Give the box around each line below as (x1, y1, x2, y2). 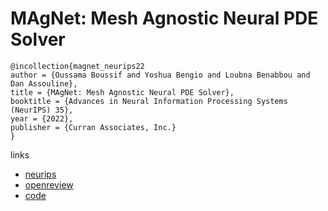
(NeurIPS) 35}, (10, 105, 74, 115)
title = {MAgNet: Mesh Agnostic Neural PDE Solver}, (10, 87, 235, 97)
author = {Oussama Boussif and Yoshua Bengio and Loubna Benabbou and (10, 70, 311, 80)
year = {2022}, (10, 113, 74, 124)
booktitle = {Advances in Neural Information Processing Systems (10, 96, 288, 106)
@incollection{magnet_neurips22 (10, 61, 145, 71)
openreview (24, 178, 74, 191)
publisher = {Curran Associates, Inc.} (10, 122, 177, 132)
